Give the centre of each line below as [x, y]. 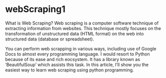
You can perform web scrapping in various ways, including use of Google [81, 48]
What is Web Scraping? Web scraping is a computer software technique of [82, 23]
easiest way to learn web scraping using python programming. [69, 70]
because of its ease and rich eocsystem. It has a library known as [73, 59]
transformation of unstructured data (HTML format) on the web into [74, 33]
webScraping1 [35, 9]
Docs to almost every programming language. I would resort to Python [77, 54]
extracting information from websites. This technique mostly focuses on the [83, 28]
